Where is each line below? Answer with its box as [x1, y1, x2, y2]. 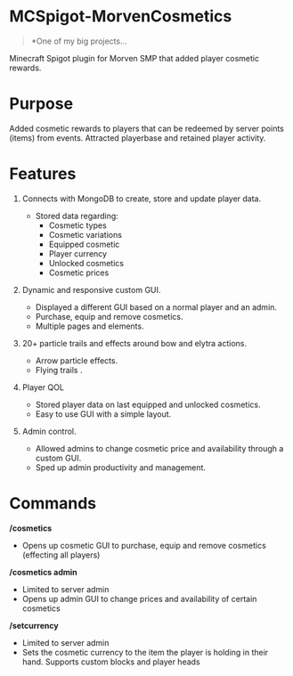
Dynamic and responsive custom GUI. [21, 284, 161, 295]
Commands [9, 493, 97, 513]
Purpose [9, 94, 74, 114]
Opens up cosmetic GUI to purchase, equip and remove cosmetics [21, 540, 267, 550]
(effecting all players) [21, 550, 101, 560]
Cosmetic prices [48, 267, 110, 278]
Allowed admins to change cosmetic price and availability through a [35, 443, 284, 453]
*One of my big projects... [30, 36, 127, 46]
